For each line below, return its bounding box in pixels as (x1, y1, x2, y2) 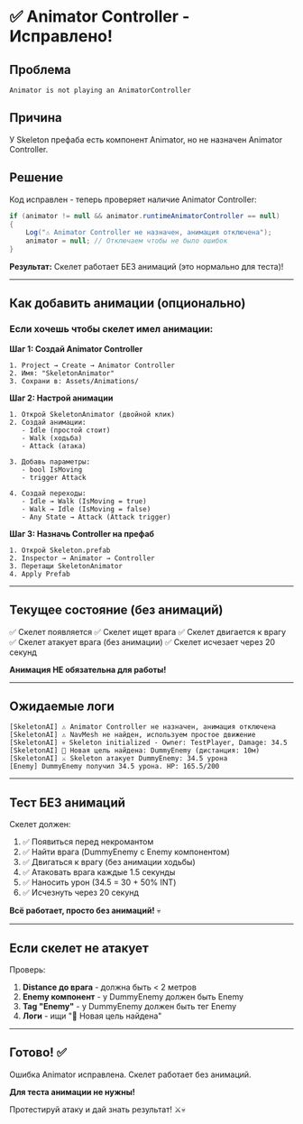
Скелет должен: (9, 819, 71, 830)
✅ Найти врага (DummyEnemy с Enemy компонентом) (22, 846, 230, 858)
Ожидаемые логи (9, 698, 115, 714)
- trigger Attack (21, 473, 87, 482)
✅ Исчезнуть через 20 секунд (22, 887, 140, 898)
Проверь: (9, 963, 46, 975)
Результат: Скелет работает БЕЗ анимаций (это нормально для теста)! (9, 262, 284, 272)
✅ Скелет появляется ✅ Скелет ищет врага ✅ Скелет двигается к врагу (9, 626, 287, 637)
